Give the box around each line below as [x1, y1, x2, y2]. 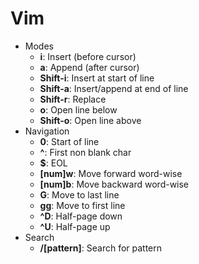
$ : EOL [39, 157, 68, 169]
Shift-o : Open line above [39, 114, 142, 126]
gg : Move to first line [39, 199, 126, 211]
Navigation [24, 125, 70, 137]
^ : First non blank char [39, 146, 132, 158]
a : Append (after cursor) [39, 61, 140, 73]
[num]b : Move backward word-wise [39, 178, 190, 190]
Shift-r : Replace [39, 93, 107, 105]
